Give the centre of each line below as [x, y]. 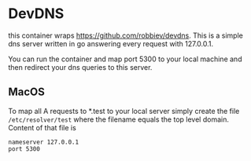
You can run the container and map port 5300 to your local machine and [125, 59]
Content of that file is [42, 127]
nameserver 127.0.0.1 [44, 142]
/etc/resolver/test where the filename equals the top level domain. [119, 119]
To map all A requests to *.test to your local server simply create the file [124, 111]
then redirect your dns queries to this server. [80, 67]
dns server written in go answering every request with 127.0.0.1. [111, 43]
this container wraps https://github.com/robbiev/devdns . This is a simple [126, 35]
